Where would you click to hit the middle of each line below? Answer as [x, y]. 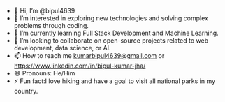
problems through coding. [51, 25]
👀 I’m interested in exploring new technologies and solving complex [111, 18]
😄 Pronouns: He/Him [44, 73]
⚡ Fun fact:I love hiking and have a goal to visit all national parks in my [114, 81]
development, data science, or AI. [62, 48]
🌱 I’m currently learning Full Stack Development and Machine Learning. [116, 33]
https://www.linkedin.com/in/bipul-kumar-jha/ [80, 66]
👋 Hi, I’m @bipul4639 [44, 11]
